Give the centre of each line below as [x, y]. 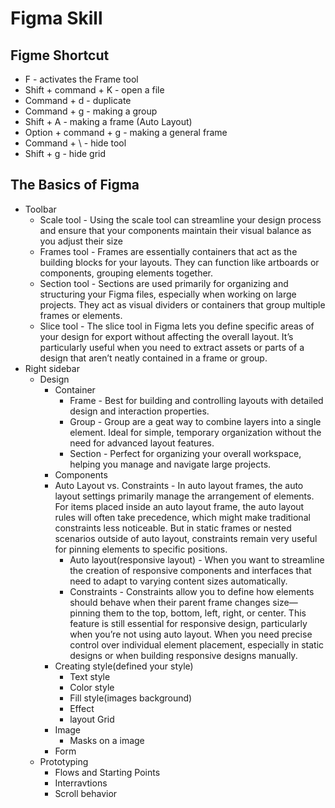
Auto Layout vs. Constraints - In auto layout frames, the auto [179, 485]
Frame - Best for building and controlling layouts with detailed [196, 400]
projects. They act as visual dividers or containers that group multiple [182, 304]
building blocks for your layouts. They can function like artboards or [179, 262]
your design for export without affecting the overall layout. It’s [166, 336]
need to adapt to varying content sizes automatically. [178, 581]
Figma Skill [56, 18]
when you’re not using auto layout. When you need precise [191, 634]
